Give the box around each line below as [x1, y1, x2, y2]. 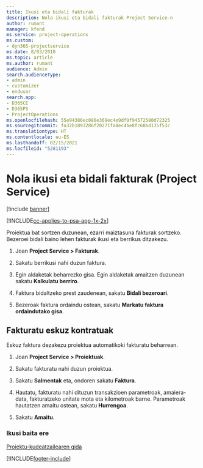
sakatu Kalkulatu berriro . [15, 277, 79, 284]
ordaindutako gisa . [15, 307, 64, 315]
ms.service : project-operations [6, 32, 88, 38]
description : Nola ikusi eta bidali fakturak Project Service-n [6, 15, 173, 21]
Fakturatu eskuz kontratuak [6, 325, 114, 335]
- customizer [6, 83, 40, 89]
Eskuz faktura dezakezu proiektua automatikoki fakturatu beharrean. [6, 341, 179, 349]
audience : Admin [6, 65, 48, 72]
